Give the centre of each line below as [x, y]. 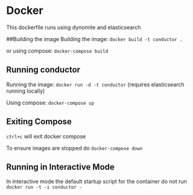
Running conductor [43, 70]
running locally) [26, 91]
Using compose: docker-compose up [50, 102]
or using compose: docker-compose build [57, 51]
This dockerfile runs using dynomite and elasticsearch [74, 27]
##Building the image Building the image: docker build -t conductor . [94, 39]
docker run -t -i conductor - [44, 187]
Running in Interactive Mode [60, 167]
